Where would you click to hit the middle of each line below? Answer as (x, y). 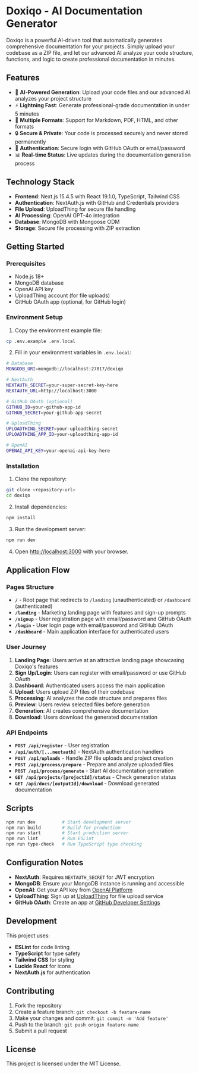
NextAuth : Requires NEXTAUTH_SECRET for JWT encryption (84, 877)
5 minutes (27, 114)
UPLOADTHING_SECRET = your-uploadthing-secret (62, 429)
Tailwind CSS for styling (45, 959)
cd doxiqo (18, 495)
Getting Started (35, 246)
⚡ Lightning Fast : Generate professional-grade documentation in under (102, 105)
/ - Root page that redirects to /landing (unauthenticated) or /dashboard (103, 600)
